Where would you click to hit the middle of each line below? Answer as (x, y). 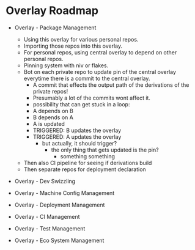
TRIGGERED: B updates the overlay (77, 130)
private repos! (50, 91)
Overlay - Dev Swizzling (45, 181)
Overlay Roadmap (52, 11)
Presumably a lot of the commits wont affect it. (92, 98)
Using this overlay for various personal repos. (81, 39)
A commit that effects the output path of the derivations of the (111, 85)
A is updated (49, 123)
